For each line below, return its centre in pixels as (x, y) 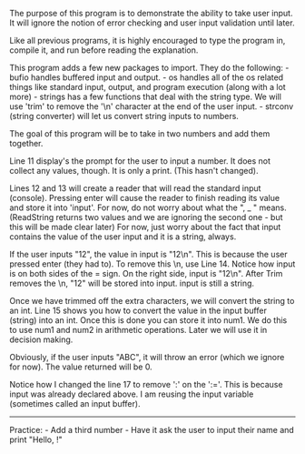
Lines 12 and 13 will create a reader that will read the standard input (135, 188)
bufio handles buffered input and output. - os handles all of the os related (147, 77)
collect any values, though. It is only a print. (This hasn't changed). (134, 171)
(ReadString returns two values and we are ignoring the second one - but (146, 217)
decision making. (41, 339)
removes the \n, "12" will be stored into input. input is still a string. (132, 283)
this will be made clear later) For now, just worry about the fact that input (145, 227)
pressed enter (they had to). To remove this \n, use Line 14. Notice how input (152, 264)
